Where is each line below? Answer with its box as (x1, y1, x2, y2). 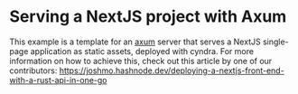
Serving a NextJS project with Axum (9, 6, 287, 27)
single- (262, 36, 289, 47)
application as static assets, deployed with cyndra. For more (30, 45, 255, 56)
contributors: (9, 65, 58, 76)
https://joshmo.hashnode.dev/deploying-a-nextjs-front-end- (59, 65, 284, 76)
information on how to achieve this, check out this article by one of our (9, 55, 273, 66)
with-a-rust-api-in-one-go (9, 74, 107, 85)
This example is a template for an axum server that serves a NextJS (9, 36, 261, 47)
